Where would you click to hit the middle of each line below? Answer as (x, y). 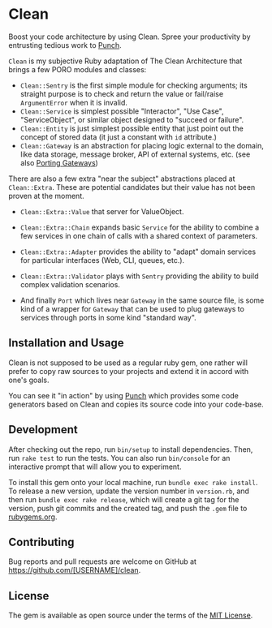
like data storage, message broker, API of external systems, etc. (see (135, 154)
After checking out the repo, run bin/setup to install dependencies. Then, (131, 449)
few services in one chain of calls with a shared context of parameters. (139, 235)
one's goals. (29, 380)
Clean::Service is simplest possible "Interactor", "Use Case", (122, 111)
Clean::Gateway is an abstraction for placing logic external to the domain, (142, 145)
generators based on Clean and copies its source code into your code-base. (136, 404)
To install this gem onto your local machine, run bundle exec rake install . (133, 482)
